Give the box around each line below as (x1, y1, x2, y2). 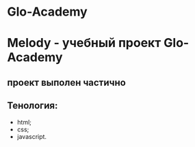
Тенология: (7, 100, 58, 112)
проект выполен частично (7, 76, 127, 88)
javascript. (16, 132, 47, 140)
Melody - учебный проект (7, 35, 161, 51)
